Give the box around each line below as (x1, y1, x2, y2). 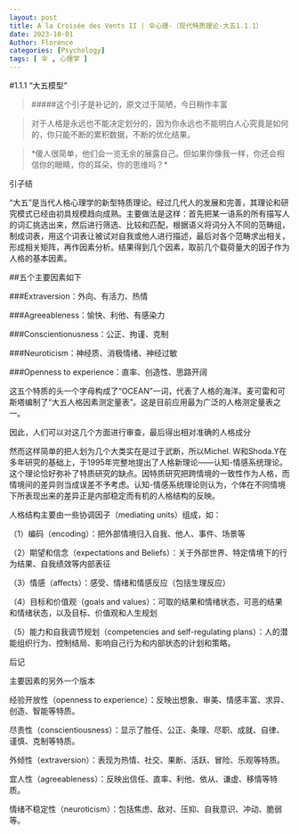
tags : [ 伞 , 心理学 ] (9, 54, 88, 63)
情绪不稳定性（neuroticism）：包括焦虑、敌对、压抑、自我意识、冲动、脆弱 (9, 804, 283, 814)
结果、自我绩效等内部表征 (16, 558, 111, 569)
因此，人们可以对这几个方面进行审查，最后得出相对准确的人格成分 (9, 427, 251, 437)
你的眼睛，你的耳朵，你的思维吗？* (38, 160, 168, 169)
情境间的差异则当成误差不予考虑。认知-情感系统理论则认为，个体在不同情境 (9, 479, 287, 490)
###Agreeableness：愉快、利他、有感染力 (9, 310, 166, 320)
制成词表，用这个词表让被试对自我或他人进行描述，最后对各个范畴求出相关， (9, 231, 290, 241)
